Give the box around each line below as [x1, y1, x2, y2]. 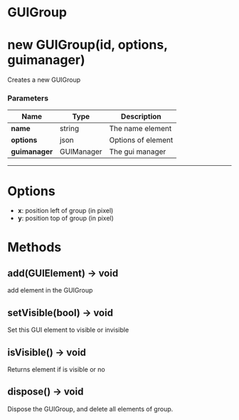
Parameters [7, 93, 48, 103]
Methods [7, 239, 62, 255]
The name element [109, 124, 172, 134]
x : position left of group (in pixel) [17, 206, 114, 215]
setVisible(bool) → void [7, 307, 114, 319]
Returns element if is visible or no [7, 364, 105, 374]
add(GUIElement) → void [7, 267, 119, 279]
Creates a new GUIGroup [7, 75, 81, 84]
